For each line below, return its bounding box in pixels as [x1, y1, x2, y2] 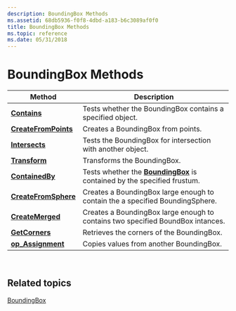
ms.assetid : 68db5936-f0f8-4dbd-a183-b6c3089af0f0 [7, 17, 159, 24]
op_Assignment [11, 239, 65, 249]
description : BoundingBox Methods [7, 10, 109, 18]
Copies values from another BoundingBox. [82, 239, 223, 249]
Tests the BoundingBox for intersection [82, 135, 211, 145]
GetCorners [11, 227, 51, 237]
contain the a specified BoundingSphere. [82, 196, 218, 206]
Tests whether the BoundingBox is [82, 167, 197, 177]
